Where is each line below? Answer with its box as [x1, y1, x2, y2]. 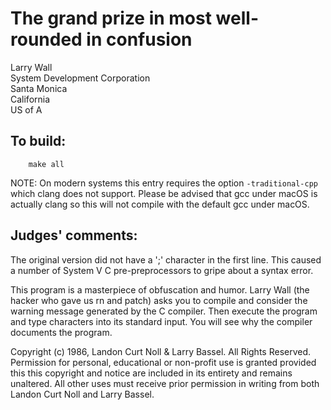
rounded [10, 28, 83, 51]
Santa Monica [10, 82, 68, 94]
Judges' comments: [10, 227, 138, 244]
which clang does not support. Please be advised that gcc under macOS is [10, 187, 318, 199]
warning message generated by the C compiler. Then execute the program [10, 305, 318, 317]
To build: [10, 133, 67, 150]
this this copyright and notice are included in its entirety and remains [10, 367, 293, 379]
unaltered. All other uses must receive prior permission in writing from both [10, 377, 320, 389]
